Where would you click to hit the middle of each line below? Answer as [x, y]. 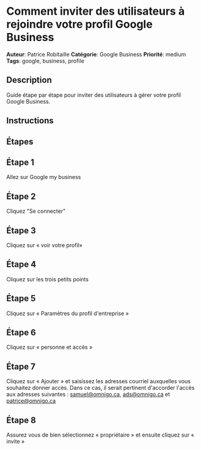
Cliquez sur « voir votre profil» [44, 245]
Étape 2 [21, 196]
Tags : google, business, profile [45, 61]
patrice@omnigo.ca [31, 401]
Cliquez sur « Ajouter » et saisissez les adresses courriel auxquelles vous [99, 381]
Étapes [20, 141]
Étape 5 [21, 299]
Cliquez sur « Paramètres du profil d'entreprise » [68, 313]
